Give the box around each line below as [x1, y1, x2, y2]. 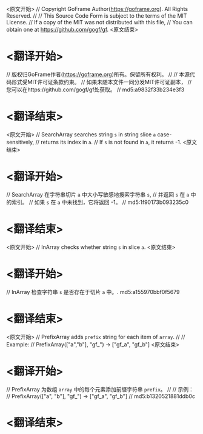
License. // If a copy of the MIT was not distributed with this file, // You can [6, 19, 193, 26]
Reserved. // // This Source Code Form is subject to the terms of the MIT [6, 12, 187, 19]
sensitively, [6, 138, 35, 145]
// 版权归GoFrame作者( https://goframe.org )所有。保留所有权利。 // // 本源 [6, 71, 190, 78]
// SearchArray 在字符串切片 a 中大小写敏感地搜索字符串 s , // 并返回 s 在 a [6, 191, 190, 198]
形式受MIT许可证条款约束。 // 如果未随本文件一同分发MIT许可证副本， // [11, 78, 192, 85]
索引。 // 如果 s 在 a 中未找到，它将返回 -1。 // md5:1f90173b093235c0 [11, 198, 189, 206]
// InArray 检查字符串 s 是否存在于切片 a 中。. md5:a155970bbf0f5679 [6, 288, 180, 295]
